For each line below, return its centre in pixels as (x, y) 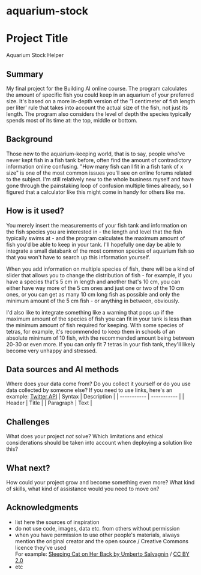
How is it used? (35, 211)
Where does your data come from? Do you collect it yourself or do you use (98, 384)
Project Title (37, 39)
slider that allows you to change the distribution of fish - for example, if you (99, 275)
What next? (28, 468)
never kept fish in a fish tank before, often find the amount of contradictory (99, 160)
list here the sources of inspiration (57, 522)
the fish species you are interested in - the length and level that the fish (94, 232)
